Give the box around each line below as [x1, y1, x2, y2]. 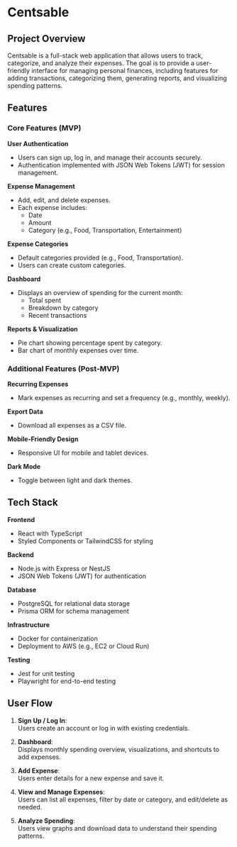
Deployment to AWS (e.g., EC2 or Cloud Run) [17, 641, 150, 650]
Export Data [7, 407, 44, 416]
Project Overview [7, 33, 86, 45]
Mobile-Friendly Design [7, 434, 79, 443]
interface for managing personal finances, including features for [31, 67, 219, 74]
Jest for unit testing [17, 669, 75, 677]
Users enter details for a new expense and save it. [17, 774, 165, 782]
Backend [7, 550, 34, 559]
